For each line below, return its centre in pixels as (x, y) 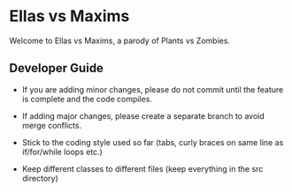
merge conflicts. (52, 125)
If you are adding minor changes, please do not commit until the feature (153, 89)
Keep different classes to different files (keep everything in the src (142, 168)
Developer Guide (57, 68)
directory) (40, 178)
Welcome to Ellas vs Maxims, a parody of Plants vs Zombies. (120, 41)
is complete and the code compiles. (87, 99)
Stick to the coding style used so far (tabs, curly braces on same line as (153, 142)
